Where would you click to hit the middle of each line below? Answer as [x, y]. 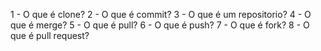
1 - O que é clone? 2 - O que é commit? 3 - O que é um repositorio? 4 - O [161, 14]
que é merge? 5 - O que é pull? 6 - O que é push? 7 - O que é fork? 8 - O [160, 25]
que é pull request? [50, 35]
